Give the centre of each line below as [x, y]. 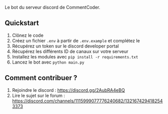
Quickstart [22, 23]
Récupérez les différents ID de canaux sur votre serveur [70, 51]
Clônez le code [28, 35]
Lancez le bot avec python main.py [48, 62]
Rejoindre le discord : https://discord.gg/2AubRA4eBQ [68, 90]
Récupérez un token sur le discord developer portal [65, 46]
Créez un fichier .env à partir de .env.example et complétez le [76, 40]
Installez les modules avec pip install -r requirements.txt [75, 56]
